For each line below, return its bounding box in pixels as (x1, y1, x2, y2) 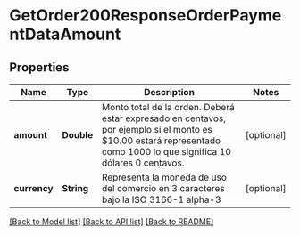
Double (62, 129, 94, 141)
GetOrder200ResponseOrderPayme (9, 5, 282, 26)
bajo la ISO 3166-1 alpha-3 (101, 193, 221, 206)
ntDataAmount (9, 24, 121, 45)
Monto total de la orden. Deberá (101, 101, 235, 113)
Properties (9, 60, 70, 75)
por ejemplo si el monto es (101, 124, 212, 135)
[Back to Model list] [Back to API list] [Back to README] (9, 216, 214, 227)
